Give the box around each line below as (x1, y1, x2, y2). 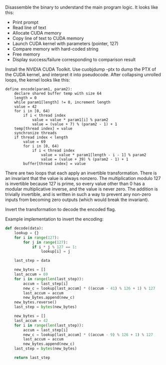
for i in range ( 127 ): (14, 235, 59, 240)
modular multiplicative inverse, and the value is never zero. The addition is (5, 186, 158, 192)
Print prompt (12, 20, 38, 25)
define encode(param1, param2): (5, 87, 72, 92)
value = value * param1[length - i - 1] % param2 (40, 152, 146, 157)
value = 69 (23, 139, 46, 144)
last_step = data (14, 258, 50, 263)
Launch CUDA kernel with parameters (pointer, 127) (12, 41, 118, 47)
